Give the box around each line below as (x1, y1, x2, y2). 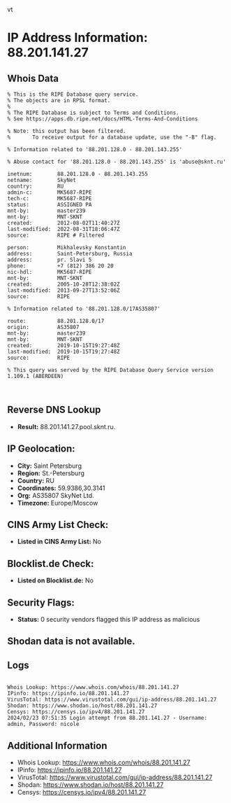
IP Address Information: (7, 30, 148, 46)
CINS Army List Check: (7, 519, 109, 531)
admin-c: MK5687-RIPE (7, 189, 92, 196)
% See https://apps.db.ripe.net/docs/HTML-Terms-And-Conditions (7, 116, 198, 123)
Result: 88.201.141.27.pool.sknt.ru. (17, 422, 116, 431)
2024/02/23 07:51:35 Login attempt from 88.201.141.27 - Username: (7, 715, 208, 722)
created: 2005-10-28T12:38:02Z (7, 281, 120, 288)
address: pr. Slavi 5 (7, 256, 92, 263)
